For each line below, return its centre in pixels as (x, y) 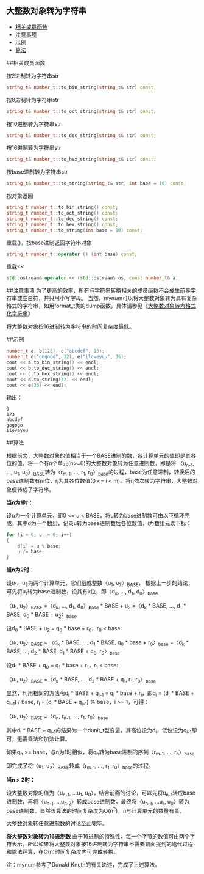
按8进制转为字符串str (33, 100)
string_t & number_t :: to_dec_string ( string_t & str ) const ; (81, 135)
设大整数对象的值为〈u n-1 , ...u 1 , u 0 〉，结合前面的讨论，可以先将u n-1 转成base (101, 793)
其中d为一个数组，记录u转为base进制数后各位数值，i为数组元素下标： (104, 523)
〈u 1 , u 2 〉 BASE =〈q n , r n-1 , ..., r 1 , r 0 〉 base (57, 717)
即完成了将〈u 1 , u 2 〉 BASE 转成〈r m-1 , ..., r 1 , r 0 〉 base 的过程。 (80, 767)
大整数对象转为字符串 (46, 11)
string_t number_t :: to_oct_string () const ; (62, 213)
